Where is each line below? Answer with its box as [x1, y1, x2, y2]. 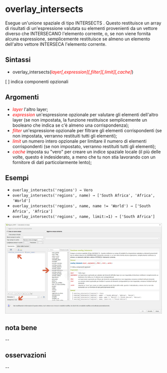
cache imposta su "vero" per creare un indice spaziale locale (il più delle [12, 149, 161, 155]
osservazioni [5, 351, 46, 360]
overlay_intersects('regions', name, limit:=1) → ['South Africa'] [12, 214, 155, 219]
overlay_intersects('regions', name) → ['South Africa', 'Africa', [12, 193, 155, 198]
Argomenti [5, 93, 39, 102]
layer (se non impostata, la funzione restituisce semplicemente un [12, 117, 148, 123]
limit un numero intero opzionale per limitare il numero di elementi [12, 138, 147, 144]
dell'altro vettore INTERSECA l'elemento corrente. [5, 41, 107, 47]
